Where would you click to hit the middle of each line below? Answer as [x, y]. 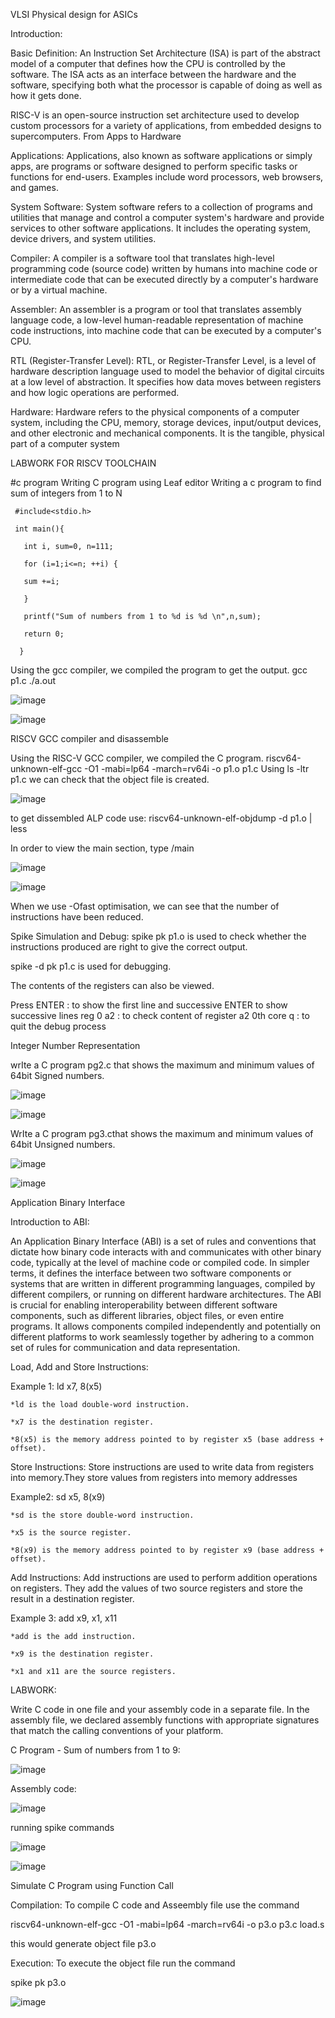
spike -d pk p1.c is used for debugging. [91, 966]
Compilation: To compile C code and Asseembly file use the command [155, 1905]
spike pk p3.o [38, 1982]
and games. [34, 187]
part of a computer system [65, 443]
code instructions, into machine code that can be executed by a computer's [166, 330]
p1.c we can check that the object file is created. [110, 779]
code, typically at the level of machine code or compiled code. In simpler [160, 1262]
